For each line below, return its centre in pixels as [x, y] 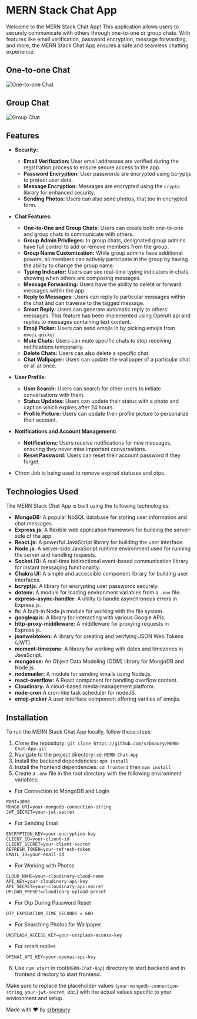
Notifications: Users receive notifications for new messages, [97, 443]
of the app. [39, 536]
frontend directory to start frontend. [58, 974]
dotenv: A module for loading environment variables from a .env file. [98, 593]
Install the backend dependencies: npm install [71, 761]
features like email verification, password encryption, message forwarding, [97, 39]
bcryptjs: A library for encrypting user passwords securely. [87, 586]
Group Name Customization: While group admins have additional [103, 253]
